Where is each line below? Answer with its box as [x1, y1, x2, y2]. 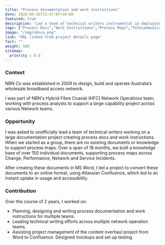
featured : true [5, 16, 36, 21]
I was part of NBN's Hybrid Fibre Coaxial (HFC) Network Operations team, [5, 95, 155, 101]
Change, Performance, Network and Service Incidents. [5, 155, 116, 161]
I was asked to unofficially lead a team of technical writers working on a [5, 129, 150, 135]
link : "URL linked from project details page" [5, 35, 102, 40]
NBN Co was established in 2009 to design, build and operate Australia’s [5, 80, 152, 86]
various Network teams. [5, 105, 54, 111]
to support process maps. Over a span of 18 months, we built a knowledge [5, 145, 156, 151]
